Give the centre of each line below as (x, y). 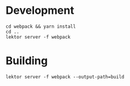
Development (40, 11)
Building (27, 61)
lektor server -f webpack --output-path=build (65, 77)
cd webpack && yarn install (41, 26)
